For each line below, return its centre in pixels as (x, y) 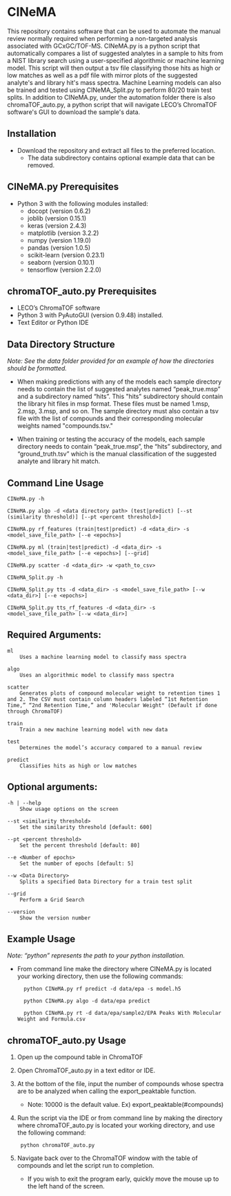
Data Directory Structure (61, 344)
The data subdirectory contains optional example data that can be (121, 158)
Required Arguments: (54, 635)
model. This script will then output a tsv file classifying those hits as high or (114, 68)
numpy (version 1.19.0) (59, 240)
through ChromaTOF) (35, 711)
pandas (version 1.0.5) (59, 247)
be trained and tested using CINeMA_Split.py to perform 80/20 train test (110, 90)
